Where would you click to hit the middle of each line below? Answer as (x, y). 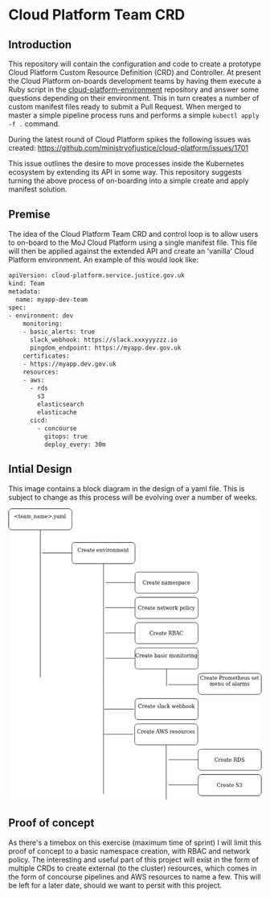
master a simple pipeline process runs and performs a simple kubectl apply (134, 115)
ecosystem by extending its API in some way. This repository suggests (125, 172)
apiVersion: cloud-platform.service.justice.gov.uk (96, 275)
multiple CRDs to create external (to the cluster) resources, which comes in (133, 868)
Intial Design (40, 469)
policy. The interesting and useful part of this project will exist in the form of (134, 859)
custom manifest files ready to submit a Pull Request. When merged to (125, 107)
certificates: (46, 356)
